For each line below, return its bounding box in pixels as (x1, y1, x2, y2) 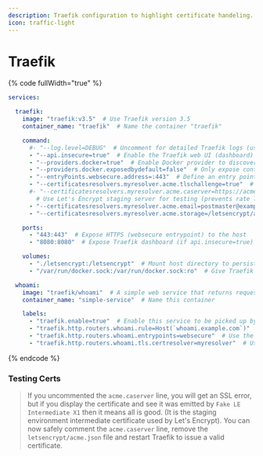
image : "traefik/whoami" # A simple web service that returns (22, 288, 233, 297)
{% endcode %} (8, 353, 60, 363)
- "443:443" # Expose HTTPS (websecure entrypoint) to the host (28, 231, 247, 239)
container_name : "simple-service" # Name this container (22, 296, 215, 304)
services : (8, 93, 41, 102)
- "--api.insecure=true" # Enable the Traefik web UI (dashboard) (28, 151, 254, 159)
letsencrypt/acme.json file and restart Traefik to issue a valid (27, 432, 225, 442)
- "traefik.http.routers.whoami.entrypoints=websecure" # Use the (28, 332, 254, 340)
